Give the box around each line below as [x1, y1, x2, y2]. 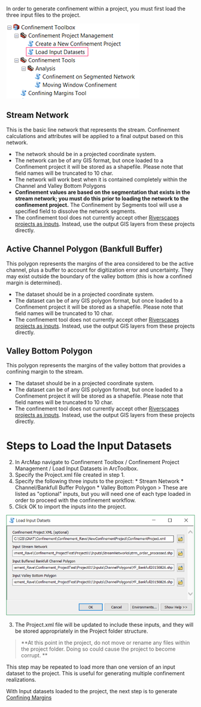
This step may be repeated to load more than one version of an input [6, 663, 175, 671]
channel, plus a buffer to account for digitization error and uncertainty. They [6, 266, 194, 273]
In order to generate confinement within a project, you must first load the [6, 5, 185, 12]
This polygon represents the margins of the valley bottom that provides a [6, 362, 185, 369]
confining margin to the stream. [6, 368, 84, 376]
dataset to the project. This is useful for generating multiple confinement [6, 669, 185, 676]
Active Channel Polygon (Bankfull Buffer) [6, 244, 163, 254]
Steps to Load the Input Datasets [6, 439, 172, 452]
